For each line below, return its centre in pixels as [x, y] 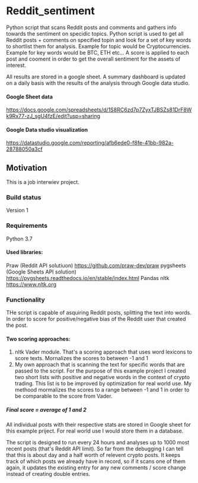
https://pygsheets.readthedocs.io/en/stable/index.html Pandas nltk [88, 278]
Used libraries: [25, 252]
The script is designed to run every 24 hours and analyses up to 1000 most [98, 443]
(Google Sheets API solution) [41, 272]
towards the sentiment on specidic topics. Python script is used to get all [95, 33]
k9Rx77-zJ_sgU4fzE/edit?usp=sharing [53, 116]
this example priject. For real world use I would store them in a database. [95, 431]
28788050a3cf [24, 149]
